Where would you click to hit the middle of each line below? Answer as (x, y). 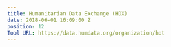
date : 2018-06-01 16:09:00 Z (49, 20)
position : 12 (26, 26)
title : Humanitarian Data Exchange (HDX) (68, 13)
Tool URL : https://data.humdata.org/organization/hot (86, 33)
